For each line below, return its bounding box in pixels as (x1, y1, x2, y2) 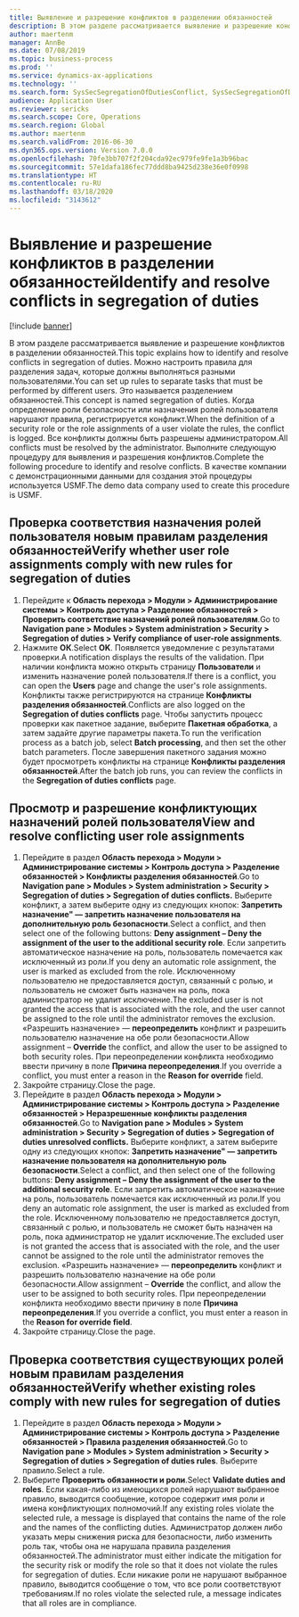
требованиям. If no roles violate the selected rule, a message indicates (21, 1588, 282, 1599)
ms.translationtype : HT (9, 170, 98, 179)
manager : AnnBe (9, 37, 66, 47)
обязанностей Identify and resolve (9, 272, 271, 293)
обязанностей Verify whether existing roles (9, 1380, 256, 1395)
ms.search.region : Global (9, 121, 105, 130)
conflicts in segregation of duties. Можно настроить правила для (9, 356, 253, 367)
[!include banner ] (9, 320, 73, 331)
